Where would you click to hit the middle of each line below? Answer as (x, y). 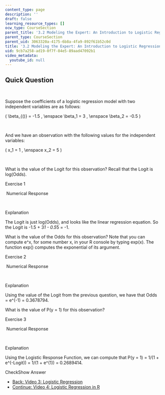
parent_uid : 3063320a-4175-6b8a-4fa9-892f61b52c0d (58, 42)
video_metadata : (22, 55)
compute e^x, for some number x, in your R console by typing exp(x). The (80, 242)
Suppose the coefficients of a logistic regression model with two (70, 101)
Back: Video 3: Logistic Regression (47, 382)
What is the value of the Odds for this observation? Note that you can (75, 237)
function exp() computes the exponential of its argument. (63, 247)
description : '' (22, 14)
